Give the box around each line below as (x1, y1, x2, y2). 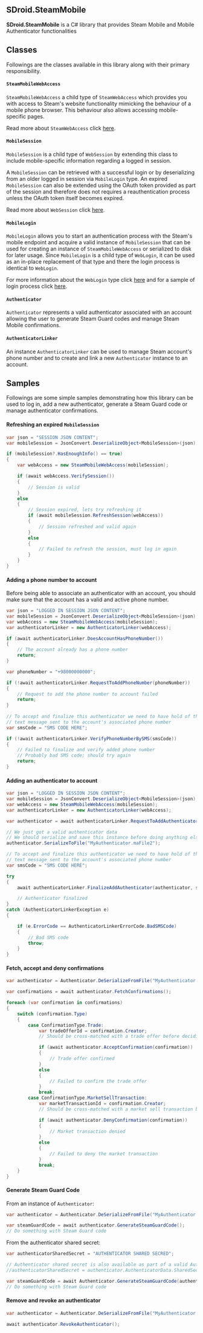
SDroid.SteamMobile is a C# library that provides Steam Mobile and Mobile (6, 21, 195, 28)
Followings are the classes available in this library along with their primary (6, 60, 190, 68)
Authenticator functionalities (6, 27, 77, 34)
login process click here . (6, 282, 68, 290)
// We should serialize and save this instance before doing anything (6, 835, 188, 841)
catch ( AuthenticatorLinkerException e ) (6, 907, 110, 913)
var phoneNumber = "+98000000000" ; (6, 668, 96, 675)
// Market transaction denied (49, 1128, 126, 1135)
